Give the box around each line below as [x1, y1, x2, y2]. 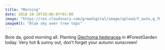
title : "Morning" [5, 7, 41, 12]
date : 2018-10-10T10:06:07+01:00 [5, 12, 74, 17]
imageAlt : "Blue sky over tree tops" [5, 21, 82, 26]
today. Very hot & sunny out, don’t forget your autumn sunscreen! [5, 40, 137, 46]
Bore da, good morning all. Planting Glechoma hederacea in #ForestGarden [5, 34, 157, 40]
